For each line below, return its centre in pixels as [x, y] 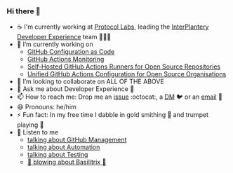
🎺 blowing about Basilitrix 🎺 [67, 162]
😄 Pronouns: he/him [46, 107]
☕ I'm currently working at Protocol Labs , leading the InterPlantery [113, 27]
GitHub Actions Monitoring [66, 60]
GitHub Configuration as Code [71, 52]
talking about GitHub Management [77, 140]
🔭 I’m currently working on [55, 44]
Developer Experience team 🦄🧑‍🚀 [64, 37]
